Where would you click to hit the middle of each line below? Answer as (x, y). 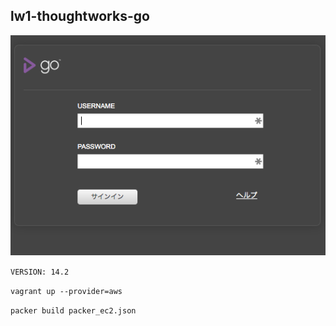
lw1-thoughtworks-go (80, 16)
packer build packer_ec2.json (73, 311)
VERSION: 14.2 (40, 272)
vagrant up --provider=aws (66, 292)
